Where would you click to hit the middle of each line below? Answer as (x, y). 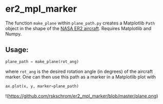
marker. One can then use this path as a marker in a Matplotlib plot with (81, 76)
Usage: (17, 50)
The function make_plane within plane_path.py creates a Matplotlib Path (80, 23)
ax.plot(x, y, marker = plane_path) (42, 86)
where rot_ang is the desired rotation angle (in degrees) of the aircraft (79, 71)
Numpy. (14, 34)
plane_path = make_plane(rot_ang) (42, 62)
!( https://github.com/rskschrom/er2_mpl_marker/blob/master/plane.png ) (82, 96)
